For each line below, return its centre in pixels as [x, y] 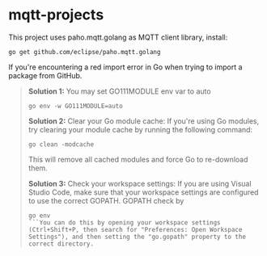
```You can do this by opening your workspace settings [124, 222]
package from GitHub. [45, 75]
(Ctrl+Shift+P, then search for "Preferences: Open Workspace [135, 229]
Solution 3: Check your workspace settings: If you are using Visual [140, 183]
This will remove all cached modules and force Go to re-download [138, 159]
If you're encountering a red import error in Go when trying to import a [125, 67]
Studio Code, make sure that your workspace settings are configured [143, 192]
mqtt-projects [56, 15]
